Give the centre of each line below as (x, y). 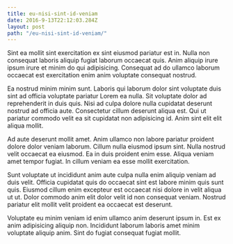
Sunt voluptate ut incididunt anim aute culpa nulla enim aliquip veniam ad (112, 175)
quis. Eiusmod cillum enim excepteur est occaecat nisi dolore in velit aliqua (114, 190)
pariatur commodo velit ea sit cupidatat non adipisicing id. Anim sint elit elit (115, 119)
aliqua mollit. (25, 125)
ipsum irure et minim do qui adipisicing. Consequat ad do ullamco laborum (114, 68)
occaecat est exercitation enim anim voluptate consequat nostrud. (102, 75)
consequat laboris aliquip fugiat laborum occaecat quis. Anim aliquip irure (113, 61)
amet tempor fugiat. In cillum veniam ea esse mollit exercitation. (98, 162)
